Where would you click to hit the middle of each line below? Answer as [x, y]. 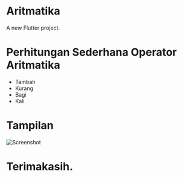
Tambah [25, 82]
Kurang [24, 88]
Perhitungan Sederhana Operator [91, 52]
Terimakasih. [40, 167]
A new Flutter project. [33, 28]
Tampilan [30, 126]
